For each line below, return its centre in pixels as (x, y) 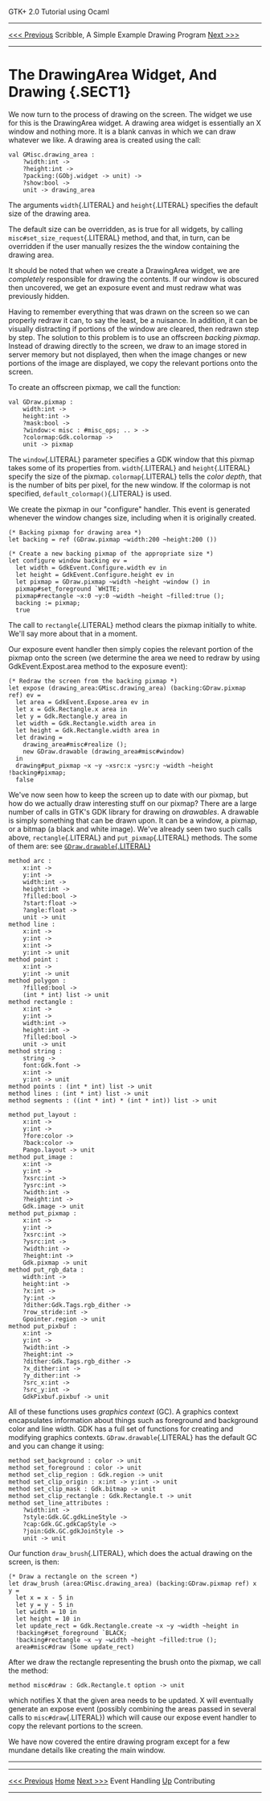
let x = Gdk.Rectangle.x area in (72, 709)
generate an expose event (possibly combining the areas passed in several (132, 1708)
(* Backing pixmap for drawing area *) (75, 532)
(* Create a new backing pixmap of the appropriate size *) (111, 554)
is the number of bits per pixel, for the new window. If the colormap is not (129, 485)
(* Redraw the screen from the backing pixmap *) (93, 681)
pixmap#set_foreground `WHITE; (68, 589)
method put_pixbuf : (43, 1326)
